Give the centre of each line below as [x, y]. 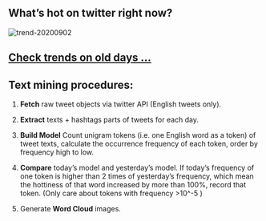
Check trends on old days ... [80, 58]
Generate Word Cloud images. [71, 209]
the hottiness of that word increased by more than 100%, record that [133, 185]
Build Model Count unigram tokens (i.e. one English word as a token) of [138, 135]
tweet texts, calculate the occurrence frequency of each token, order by [139, 144]
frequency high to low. [57, 152]
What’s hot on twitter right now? [91, 13]
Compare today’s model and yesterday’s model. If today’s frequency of [137, 168]
